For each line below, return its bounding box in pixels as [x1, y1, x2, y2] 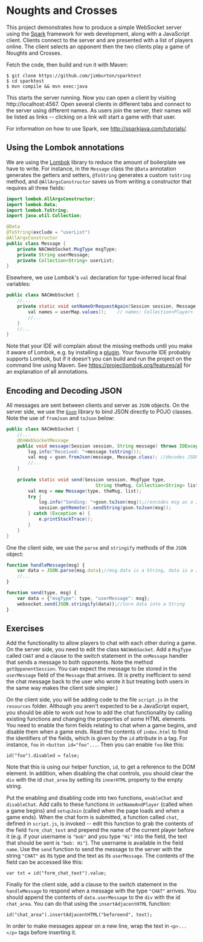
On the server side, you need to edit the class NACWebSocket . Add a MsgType [6, 646, 192, 653]
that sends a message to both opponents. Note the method [6, 658, 153, 666]
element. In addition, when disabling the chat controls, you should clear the [6, 770, 193, 777]
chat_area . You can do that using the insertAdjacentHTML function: [6, 900, 171, 908]
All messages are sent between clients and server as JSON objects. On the [6, 401, 189, 409]
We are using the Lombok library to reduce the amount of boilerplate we [6, 158, 186, 166]
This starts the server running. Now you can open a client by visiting [6, 94, 176, 101]
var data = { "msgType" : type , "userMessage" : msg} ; [17, 595, 150, 602]
